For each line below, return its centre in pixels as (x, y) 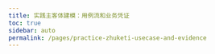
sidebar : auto (32, 30)
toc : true (25, 23)
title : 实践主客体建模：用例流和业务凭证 (69, 15)
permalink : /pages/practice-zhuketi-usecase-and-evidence (107, 38)
